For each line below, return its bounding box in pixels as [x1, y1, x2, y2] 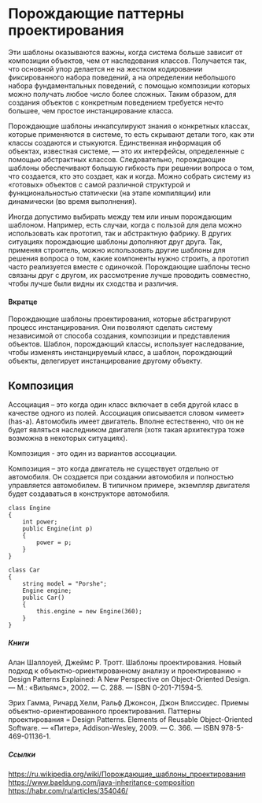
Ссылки [8, 749, 36, 759]
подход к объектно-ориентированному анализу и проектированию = [8, 666, 242, 675]
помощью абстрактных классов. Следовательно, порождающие [8, 154, 226, 164]
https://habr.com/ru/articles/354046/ [8, 786, 128, 795]
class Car [8, 566, 41, 574]
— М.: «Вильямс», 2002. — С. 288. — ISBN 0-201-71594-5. [8, 683, 203, 692]
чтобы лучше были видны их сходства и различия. [8, 279, 179, 288]
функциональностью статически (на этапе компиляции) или [8, 188, 211, 198]
